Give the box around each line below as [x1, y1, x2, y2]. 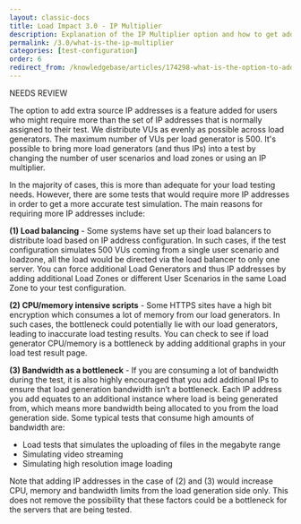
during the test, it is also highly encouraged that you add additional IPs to [9, 374, 279, 385]
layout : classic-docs [9, 13, 90, 22]
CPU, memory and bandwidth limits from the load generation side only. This [9, 485, 288, 495]
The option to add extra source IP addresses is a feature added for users [9, 105, 278, 116]
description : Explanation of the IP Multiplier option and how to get [9, 30, 279, 39]
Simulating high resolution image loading [21, 458, 173, 468]
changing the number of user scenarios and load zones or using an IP [9, 152, 267, 163]
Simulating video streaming [21, 449, 124, 460]
